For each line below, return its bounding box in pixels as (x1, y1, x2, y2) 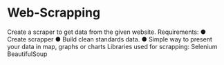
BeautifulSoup (7, 50, 48, 58)
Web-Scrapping (7, 5, 101, 21)
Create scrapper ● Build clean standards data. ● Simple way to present (7, 35, 212, 43)
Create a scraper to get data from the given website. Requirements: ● (7, 28, 206, 36)
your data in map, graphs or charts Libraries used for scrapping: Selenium (7, 42, 218, 50)
